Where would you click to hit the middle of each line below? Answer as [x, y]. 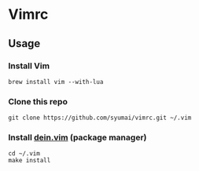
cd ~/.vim [24, 154]
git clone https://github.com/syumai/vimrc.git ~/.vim [100, 118]
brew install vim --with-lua [56, 82]
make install [29, 161]
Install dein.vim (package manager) [77, 137]
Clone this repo [38, 101]
